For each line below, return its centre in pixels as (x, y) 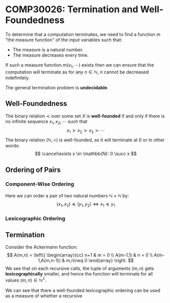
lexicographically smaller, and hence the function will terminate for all (79, 274)
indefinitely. (17, 78)
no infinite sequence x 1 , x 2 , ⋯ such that (46, 122)
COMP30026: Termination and (72, 9)
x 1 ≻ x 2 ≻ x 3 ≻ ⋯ (86, 131)
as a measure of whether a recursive (44, 296)
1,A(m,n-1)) (49, 261)
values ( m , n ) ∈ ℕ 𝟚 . (26, 280)
